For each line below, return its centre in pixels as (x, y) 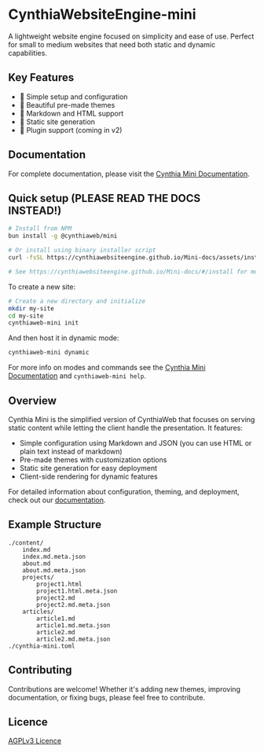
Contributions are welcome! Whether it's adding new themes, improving (125, 689)
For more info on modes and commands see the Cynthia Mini (107, 368)
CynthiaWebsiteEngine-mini (102, 15)
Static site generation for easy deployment (88, 468)
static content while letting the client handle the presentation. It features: (126, 428)
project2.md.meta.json (73, 604)
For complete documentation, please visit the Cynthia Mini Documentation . (129, 174)
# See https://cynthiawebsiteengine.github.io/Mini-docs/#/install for (128, 272)
